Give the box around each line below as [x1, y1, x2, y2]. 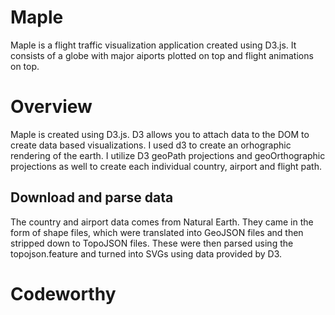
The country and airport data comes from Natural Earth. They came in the [10, 216, 314, 228]
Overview [10, 96, 93, 118]
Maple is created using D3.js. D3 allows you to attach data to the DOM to [10, 128, 310, 140]
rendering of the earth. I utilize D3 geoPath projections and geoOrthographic [10, 149, 326, 161]
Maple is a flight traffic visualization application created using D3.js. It [10, 39, 297, 51]
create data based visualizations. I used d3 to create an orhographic [10, 139, 292, 151]
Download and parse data [10, 189, 174, 206]
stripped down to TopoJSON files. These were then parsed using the [10, 237, 294, 249]
